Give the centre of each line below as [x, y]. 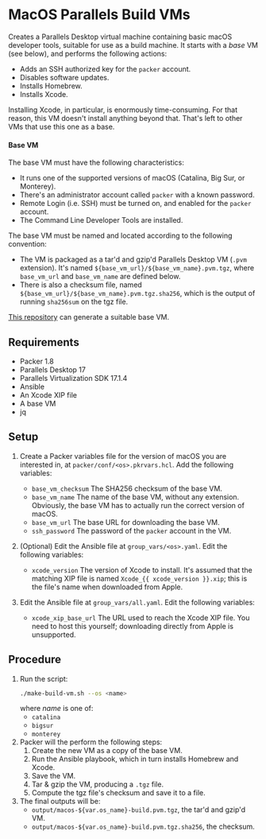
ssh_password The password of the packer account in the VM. [131, 530]
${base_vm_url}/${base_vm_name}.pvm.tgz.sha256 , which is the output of [137, 293]
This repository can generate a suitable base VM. [89, 317]
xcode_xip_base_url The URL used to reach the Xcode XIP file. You [141, 617]
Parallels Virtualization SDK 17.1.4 [73, 378]
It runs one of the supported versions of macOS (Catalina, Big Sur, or [132, 178]
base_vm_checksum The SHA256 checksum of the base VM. [127, 488]
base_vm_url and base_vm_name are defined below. [100, 277]
